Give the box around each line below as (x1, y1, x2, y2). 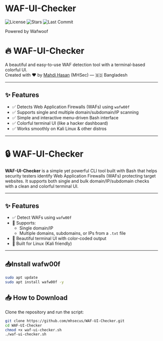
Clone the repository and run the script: (5, 309, 84, 315)
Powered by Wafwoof (5, 28, 49, 34)
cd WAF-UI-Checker (5, 323, 42, 328)
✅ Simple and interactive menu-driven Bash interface (12, 114, 119, 120)
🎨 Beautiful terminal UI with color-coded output (12, 236, 107, 242)
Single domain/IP (19, 225, 53, 231)
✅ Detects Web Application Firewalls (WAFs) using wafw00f (12, 104, 130, 110)
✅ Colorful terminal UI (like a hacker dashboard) (12, 120, 108, 126)
